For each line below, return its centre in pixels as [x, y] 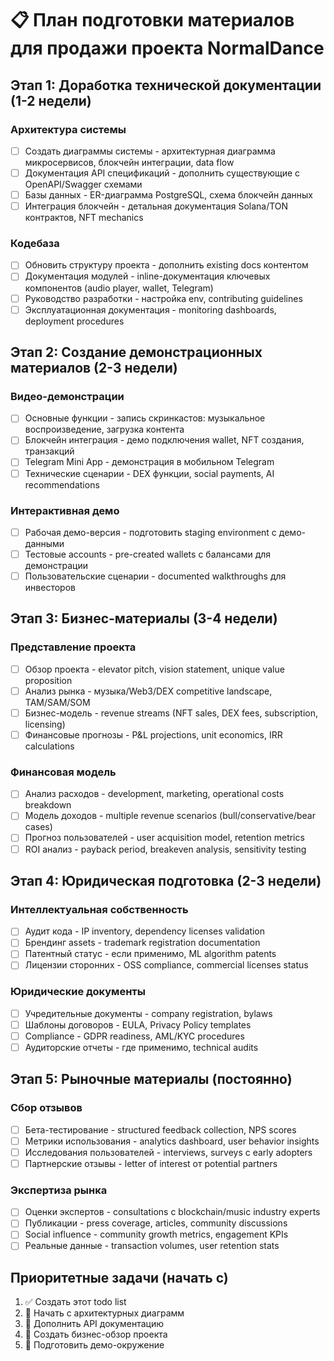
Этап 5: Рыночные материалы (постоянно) [151, 1079]
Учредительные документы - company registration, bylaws [148, 1013]
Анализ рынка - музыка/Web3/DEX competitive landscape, [148, 691]
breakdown [48, 805]
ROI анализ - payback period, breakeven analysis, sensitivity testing [165, 849]
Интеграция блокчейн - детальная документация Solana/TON [156, 206]
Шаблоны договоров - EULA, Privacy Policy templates [138, 1024]
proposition [48, 680]
